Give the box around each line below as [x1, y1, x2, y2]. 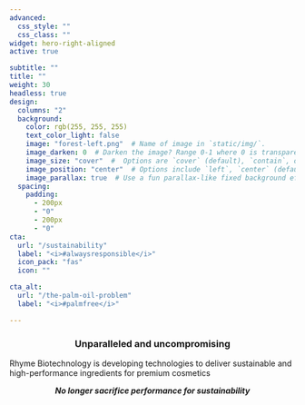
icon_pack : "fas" [17, 258, 84, 267]
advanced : [9, 13, 47, 23]
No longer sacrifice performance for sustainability [54, 385, 251, 396]
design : [9, 97, 39, 106]
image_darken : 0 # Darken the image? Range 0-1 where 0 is [25, 148, 258, 157]
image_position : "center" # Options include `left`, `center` [25, 164, 271, 173]
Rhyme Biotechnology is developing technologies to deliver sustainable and [9, 358, 292, 369]
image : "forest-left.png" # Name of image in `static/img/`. [25, 140, 266, 149]
